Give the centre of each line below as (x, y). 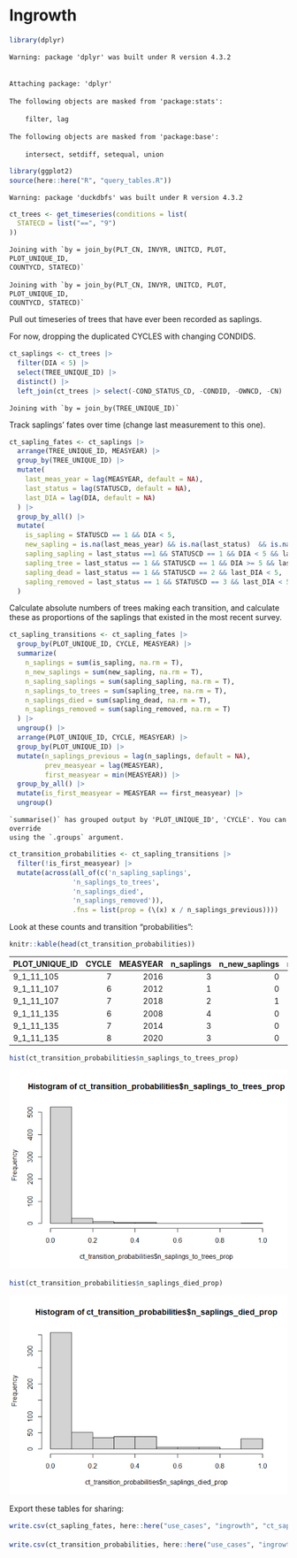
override (25, 829)
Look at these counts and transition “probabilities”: (101, 927)
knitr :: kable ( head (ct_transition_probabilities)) (103, 944)
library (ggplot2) (41, 171)
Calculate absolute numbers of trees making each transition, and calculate (145, 608)
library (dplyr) (37, 40)
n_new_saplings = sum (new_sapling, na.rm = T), (114, 672)
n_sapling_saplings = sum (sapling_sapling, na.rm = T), (130, 681)
